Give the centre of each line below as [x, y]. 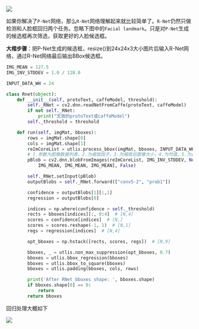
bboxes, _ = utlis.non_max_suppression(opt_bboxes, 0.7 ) [99, 252]
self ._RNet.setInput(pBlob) [62, 176]
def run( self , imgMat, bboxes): [57, 132]
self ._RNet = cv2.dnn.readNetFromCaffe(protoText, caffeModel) [107, 105]
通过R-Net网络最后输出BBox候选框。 [61, 56]
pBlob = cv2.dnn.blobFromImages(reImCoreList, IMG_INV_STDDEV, [107, 160]
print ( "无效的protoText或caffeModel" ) [84, 116]
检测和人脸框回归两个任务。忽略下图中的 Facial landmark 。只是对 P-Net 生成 [98, 29]
